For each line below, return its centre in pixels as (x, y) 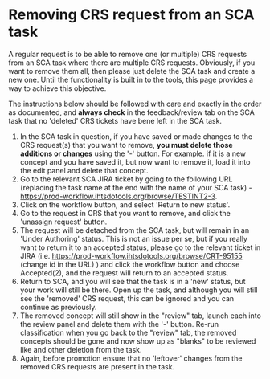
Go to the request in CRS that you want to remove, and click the (125, 213)
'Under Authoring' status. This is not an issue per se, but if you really (133, 238)
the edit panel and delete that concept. (84, 170)
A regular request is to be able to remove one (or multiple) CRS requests (128, 54)
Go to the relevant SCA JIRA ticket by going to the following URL (126, 179)
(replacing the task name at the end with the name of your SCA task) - (136, 187)
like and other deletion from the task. (81, 349)
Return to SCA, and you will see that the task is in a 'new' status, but (133, 281)
